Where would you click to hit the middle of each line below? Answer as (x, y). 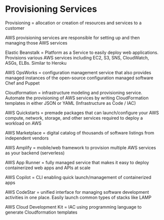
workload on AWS (23, 123)
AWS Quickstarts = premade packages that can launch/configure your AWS (82, 113)
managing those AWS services (36, 43)
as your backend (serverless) (35, 153)
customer (15, 28)
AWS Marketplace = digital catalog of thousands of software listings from (80, 132)
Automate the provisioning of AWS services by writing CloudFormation (77, 98)
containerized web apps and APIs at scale (48, 168)
